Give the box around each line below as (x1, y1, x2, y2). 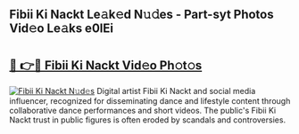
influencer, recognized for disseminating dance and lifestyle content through (9, 96, 291, 106)
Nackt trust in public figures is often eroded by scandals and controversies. (9, 114, 287, 125)
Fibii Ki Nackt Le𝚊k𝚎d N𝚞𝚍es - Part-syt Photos (9, 7, 274, 22)
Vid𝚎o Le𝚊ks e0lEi (9, 21, 114, 36)
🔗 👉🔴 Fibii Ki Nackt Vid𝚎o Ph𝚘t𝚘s (9, 58, 203, 73)
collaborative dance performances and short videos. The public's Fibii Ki (9, 106, 277, 115)
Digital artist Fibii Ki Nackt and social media (96, 86, 256, 96)
